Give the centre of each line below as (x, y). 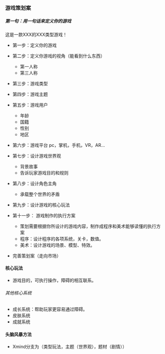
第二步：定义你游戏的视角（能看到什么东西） (59, 56)
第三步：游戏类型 (30, 83)
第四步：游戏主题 (30, 94)
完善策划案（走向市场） (37, 255)
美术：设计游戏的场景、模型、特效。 (57, 245)
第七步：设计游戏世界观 (37, 156)
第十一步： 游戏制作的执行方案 (44, 215)
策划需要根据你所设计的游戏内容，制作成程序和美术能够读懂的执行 (88, 226)
